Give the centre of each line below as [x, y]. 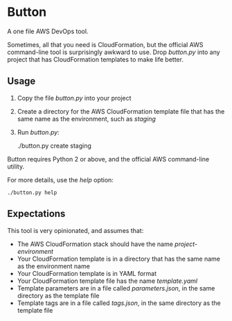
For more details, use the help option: [61, 180]
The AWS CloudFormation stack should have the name [95, 244]
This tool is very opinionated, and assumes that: [75, 230]
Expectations [36, 214]
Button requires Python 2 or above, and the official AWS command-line [108, 159]
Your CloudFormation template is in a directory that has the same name [118, 259]
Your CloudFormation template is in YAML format [87, 273]
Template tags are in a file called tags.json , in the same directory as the [119, 303]
